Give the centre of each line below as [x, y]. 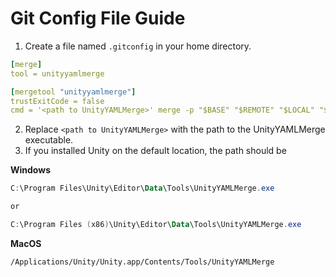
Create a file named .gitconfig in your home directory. [138, 46]
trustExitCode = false [57, 101]
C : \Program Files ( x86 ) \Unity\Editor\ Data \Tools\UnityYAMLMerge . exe [156, 225]
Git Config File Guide [98, 18]
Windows [30, 170]
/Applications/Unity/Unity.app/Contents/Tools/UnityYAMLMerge [142, 262]
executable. [49, 140]
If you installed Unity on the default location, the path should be [155, 151]
